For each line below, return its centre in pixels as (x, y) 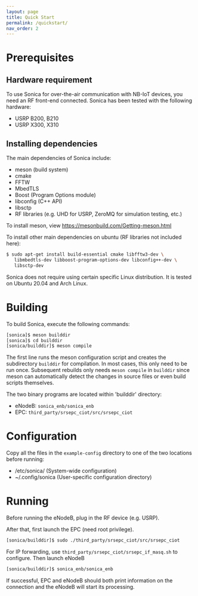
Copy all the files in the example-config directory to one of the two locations (99, 453)
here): (13, 244)
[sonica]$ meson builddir (38, 335)
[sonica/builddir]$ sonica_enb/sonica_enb (60, 569)
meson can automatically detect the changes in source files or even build (96, 376)
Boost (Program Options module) (55, 195)
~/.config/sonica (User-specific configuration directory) (83, 477)
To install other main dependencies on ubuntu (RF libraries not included (94, 237)
